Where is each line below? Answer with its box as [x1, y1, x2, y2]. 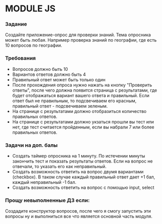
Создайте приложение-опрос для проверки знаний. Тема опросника [5, 32, 151, 38]
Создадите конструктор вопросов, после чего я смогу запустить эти [5, 208, 151, 214]
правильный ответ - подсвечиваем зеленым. [12, 103, 108, 109]
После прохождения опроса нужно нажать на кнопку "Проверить [12, 82, 152, 88]
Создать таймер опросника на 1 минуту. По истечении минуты [12, 153, 146, 159]
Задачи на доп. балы [5, 142, 58, 149]
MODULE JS [5, 3, 56, 14]
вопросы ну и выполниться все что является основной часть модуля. [5, 214, 153, 220]
